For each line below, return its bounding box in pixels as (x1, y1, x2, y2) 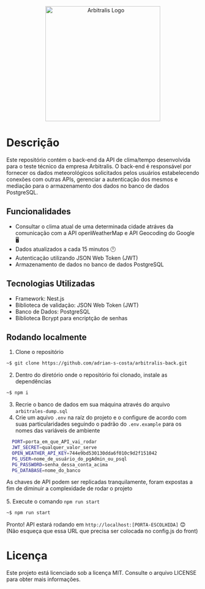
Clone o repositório (15, 348, 64, 356)
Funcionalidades (6, 206, 72, 217)
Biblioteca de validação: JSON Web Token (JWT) (15, 301, 139, 309)
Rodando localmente (6, 332, 87, 342)
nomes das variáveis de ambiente (15, 427, 100, 434)
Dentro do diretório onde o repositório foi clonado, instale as (15, 371, 168, 379)
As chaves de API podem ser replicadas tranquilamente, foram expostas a (6, 479, 193, 486)
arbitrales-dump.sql (15, 409, 68, 415)
